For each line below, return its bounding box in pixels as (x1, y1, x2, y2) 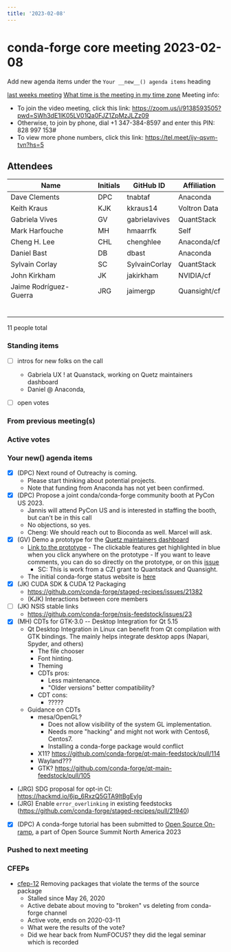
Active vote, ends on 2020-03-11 (27, 915, 120, 924)
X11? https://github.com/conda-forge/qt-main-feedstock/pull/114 (37, 749, 221, 758)
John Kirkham (10, 271, 56, 280)
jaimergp (126, 287, 155, 296)
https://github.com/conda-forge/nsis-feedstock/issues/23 (27, 610, 192, 619)
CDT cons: (37, 691, 68, 699)
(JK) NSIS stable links (16, 602, 79, 610)
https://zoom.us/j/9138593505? (131, 104, 222, 112)
